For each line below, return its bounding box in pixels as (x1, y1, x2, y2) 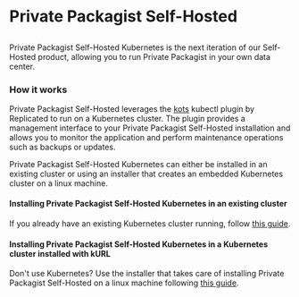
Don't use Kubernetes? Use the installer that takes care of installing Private (9, 268, 285, 279)
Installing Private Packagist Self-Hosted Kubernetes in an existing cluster (9, 199, 287, 209)
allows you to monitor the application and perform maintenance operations (9, 132, 284, 142)
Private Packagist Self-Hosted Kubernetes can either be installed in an (9, 158, 268, 169)
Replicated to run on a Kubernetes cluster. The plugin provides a (9, 113, 245, 123)
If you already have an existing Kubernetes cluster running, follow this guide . (9, 218, 291, 229)
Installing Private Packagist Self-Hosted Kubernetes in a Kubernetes (9, 239, 269, 250)
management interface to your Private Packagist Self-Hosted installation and (9, 123, 291, 133)
